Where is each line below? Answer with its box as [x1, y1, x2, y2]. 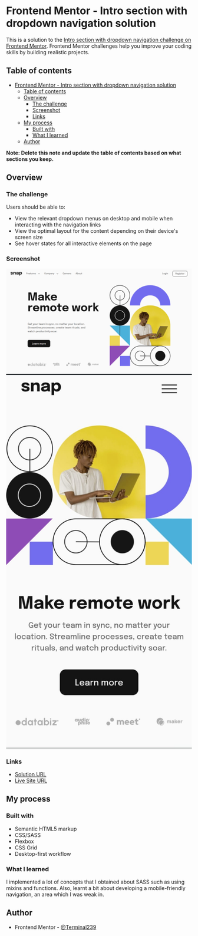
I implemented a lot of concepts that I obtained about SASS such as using [6, 878, 184, 885]
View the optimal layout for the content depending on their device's [14, 228, 179, 235]
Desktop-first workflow [14, 850, 71, 857]
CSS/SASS [14, 831, 41, 838]
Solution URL [14, 770, 47, 777]
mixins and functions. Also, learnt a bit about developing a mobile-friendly [6, 884, 186, 891]
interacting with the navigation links [14, 221, 101, 228]
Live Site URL [14, 777, 48, 784]
